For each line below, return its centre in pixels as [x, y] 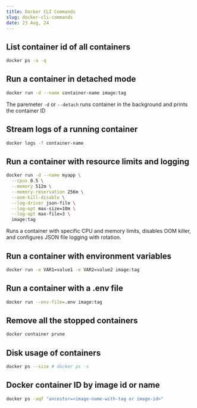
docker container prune [36, 334]
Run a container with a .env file [65, 289]
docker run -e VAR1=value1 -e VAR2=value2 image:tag [73, 270]
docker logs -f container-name [45, 143]
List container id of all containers [68, 47]
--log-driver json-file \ [44, 203]
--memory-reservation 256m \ [48, 192]
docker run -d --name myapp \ [44, 175]
